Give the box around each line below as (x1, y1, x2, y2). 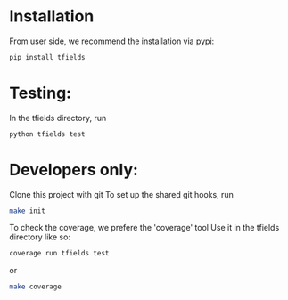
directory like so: (9, 231, 71, 242)
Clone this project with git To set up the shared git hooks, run (9, 189, 234, 199)
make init (9, 207, 46, 215)
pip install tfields (9, 53, 86, 61)
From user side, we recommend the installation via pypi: (9, 36, 215, 46)
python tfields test (9, 129, 86, 139)
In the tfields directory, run (9, 112, 107, 123)
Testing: (9, 83, 72, 103)
